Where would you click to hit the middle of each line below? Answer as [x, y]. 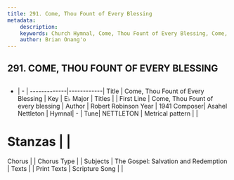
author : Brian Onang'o [53, 40]
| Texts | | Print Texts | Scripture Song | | [65, 168]
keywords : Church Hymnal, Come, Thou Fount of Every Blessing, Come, [124, 33]
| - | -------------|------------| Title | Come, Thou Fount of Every [111, 91]
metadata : [22, 20]
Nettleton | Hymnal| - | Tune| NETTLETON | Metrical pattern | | [108, 113]
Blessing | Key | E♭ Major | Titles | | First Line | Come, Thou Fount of [115, 98]
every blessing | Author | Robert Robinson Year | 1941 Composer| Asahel [122, 106]
